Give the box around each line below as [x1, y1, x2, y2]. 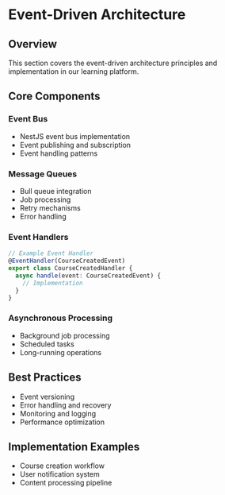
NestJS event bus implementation [19, 131, 131, 141]
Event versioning [19, 392, 75, 401]
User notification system [19, 470, 101, 479]
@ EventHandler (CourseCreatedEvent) [8, 257, 126, 265]
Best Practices [8, 371, 82, 385]
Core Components [8, 90, 101, 103]
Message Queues [8, 168, 78, 180]
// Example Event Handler [8, 249, 93, 257]
